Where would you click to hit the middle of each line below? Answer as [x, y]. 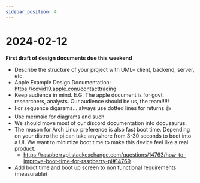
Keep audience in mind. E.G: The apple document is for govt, [89, 95]
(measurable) [31, 173]
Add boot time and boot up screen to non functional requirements [95, 167]
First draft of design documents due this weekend [69, 58]
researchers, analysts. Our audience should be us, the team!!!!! [92, 101]
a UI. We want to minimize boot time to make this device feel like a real [101, 142]
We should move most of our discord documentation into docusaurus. [100, 123]
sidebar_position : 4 [31, 12]
